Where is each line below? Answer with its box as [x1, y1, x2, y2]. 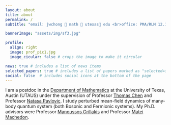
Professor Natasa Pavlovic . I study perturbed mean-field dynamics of [5, 98, 151, 104]
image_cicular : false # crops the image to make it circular [10, 54, 142, 59]
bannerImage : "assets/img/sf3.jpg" [5, 31, 81, 36]
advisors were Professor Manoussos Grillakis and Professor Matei [5, 109, 144, 115]
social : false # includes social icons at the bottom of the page [5, 73, 152, 78]
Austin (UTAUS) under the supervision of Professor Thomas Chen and [5, 92, 152, 98]
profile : [5, 40, 24, 45]
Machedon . [5, 114, 30, 120]
